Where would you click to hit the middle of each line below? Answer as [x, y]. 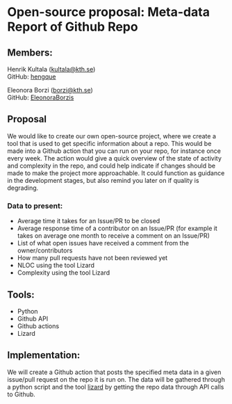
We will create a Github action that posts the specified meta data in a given [114, 372]
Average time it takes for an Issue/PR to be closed [89, 221]
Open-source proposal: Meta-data [109, 12]
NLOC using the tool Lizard [56, 266]
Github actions [38, 326]
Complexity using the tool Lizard [64, 273]
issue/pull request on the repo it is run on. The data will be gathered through [116, 379]
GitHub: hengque [32, 76]
